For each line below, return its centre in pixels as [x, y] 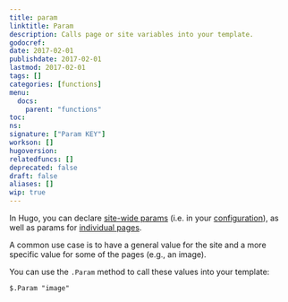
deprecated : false [43, 168]
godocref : [28, 43]
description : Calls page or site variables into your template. [131, 34]
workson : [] [31, 142]
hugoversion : [34, 151]
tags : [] [25, 76]
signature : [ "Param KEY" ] [57, 134]
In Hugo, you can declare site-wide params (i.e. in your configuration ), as [144, 218]
